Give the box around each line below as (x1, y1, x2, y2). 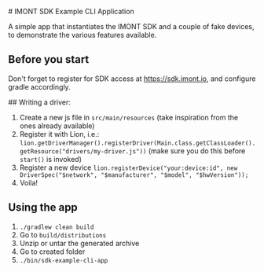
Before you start (8, 53, 90, 66)
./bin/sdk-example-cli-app (19, 256, 108, 264)
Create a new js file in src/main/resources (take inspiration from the (19, 112, 238, 122)
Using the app (8, 200, 79, 215)
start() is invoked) (19, 154, 82, 164)
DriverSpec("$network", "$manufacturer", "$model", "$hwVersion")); (19, 171, 249, 179)
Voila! (19, 178, 38, 187)
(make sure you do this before (148, 145, 246, 156)
